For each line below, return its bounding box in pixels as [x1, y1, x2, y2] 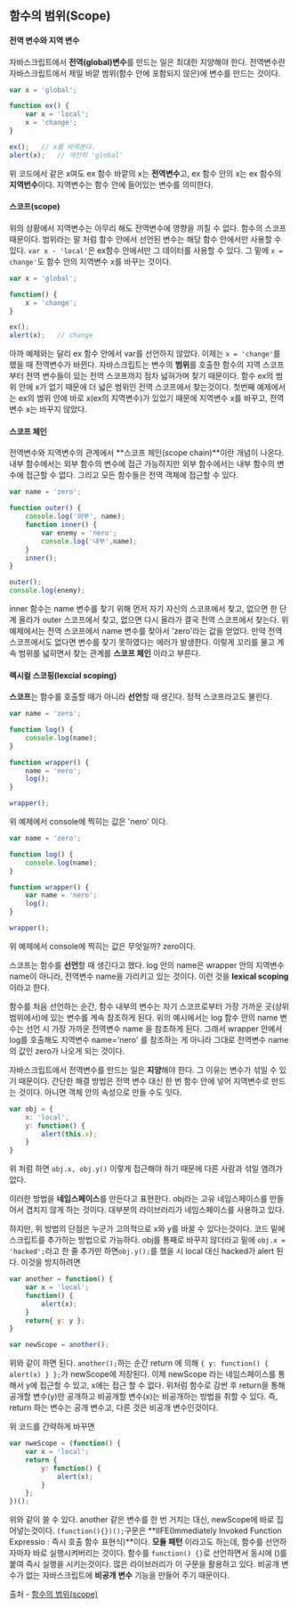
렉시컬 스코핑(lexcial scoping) [9, 669, 117, 680]
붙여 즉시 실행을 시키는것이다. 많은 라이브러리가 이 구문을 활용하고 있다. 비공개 [9, 1559, 280, 1570]
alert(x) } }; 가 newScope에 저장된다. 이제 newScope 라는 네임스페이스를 [9, 1369, 277, 1380]
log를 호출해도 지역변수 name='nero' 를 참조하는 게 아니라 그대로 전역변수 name [9, 1034, 289, 1045]
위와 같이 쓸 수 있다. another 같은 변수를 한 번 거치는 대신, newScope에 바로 [9, 1514, 275, 1525]
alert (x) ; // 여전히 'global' [9, 151, 124, 160]
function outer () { [9, 504, 82, 513]
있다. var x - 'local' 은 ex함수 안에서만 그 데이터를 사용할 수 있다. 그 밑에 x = [9, 244, 283, 256]
